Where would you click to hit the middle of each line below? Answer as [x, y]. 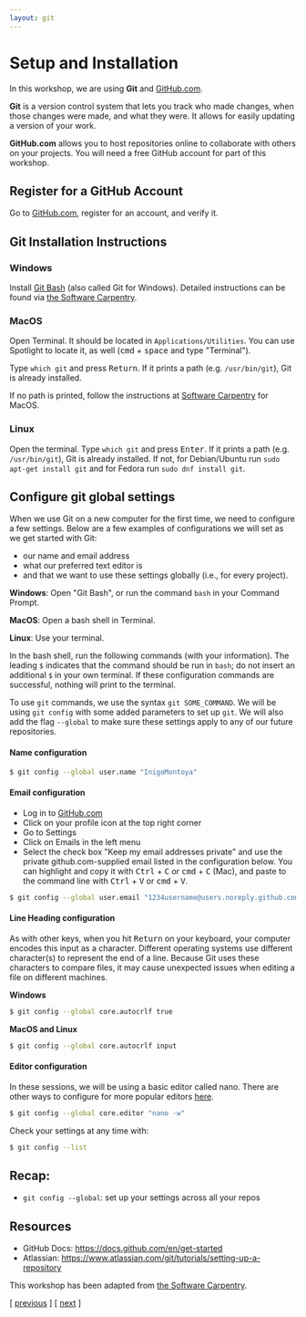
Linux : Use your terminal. [57, 638]
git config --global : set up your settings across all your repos [142, 1197]
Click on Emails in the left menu [82, 841]
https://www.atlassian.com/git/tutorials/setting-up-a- [161, 1258]
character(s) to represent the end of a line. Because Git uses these [134, 957]
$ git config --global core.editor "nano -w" [97, 1113]
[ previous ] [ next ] [46, 1303]
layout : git [32, 18]
